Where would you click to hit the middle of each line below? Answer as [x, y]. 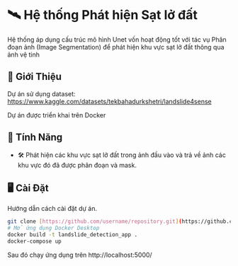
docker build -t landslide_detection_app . [73, 235]
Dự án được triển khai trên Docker [57, 115]
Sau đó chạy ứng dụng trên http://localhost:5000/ [80, 255]
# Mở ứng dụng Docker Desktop [53, 229]
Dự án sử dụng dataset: [41, 93]
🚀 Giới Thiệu [35, 77]
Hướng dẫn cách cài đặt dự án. [52, 209]
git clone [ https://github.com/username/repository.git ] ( [95, 221]
